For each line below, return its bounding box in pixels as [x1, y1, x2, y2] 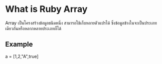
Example [5, 40, 33, 49]
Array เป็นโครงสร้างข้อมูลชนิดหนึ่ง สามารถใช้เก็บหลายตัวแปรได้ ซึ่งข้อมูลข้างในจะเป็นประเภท [5, 20, 157, 26]
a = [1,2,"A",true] [5, 53, 39, 59]
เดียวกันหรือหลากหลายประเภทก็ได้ [5, 25, 62, 31]
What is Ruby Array [5, 3, 88, 15]
